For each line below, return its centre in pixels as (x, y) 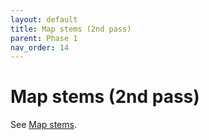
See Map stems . (43, 125)
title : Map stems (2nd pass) (71, 29)
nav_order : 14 (40, 47)
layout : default (44, 19)
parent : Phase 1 (44, 38)
